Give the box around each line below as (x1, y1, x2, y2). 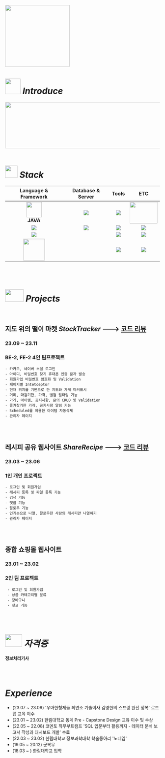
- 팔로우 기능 (5, 506, 29, 511)
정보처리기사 (5, 655, 29, 661)
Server (78, 193, 94, 200)
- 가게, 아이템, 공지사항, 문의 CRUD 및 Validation (5, 398, 101, 403)
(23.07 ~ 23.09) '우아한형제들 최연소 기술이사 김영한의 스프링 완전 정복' (12, 704, 150, 710)
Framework (20, 193, 48, 200)
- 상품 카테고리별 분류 (7, 592, 47, 597)
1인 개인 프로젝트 (5, 472, 43, 479)
